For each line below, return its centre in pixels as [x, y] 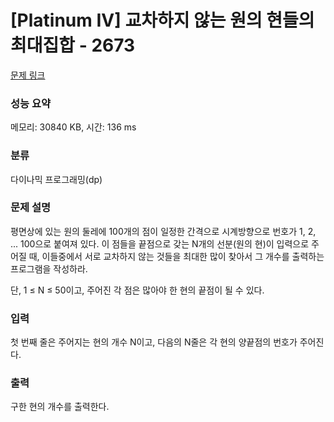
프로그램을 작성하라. [49, 268]
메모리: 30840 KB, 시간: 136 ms [73, 127]
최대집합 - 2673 [73, 45]
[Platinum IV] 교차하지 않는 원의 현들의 [162, 20]
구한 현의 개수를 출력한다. [60, 407]
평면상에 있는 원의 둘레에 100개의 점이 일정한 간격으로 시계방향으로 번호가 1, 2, [163, 231]
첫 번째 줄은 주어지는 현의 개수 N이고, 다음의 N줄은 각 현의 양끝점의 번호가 [154, 342]
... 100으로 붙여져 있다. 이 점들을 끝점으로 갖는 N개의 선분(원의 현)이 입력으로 [160, 243]
